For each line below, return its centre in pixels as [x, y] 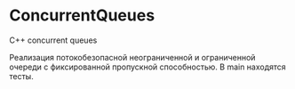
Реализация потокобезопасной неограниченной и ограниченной [132, 57]
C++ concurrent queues [53, 40]
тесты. [21, 76]
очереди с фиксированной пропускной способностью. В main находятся [147, 67]
